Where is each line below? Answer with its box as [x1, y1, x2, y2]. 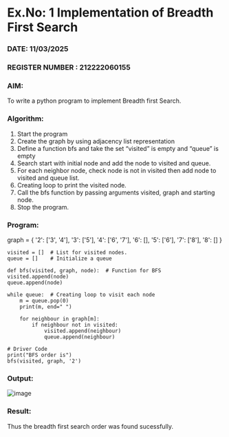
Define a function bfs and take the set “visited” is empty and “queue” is [17, 144, 219, 152]
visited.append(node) [7, 273, 69, 280]
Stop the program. [17, 203, 69, 211]
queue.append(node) [7, 279, 63, 286]
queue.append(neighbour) [43, 333, 116, 341]
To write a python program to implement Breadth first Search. [7, 96, 182, 105]
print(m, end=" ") [19, 303, 72, 310]
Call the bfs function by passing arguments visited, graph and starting [17, 188, 215, 196]
